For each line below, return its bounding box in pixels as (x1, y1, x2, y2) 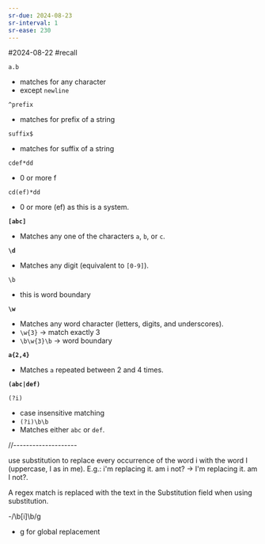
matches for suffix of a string (19, 144, 115, 154)
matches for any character (19, 77, 107, 87)
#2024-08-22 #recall (8, 48, 78, 58)
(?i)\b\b (19, 418, 49, 426)
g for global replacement (19, 527, 100, 537)
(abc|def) (8, 381, 41, 389)
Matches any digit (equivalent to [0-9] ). (19, 261, 149, 270)
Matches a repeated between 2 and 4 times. (19, 365, 164, 375)
